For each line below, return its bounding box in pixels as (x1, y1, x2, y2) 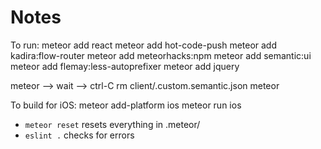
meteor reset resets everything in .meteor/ (24, 118, 201, 130)
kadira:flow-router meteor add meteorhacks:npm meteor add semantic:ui (10, 49, 312, 61)
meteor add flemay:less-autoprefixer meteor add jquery (10, 60, 240, 72)
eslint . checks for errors (24, 129, 135, 141)
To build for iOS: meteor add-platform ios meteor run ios (10, 99, 242, 111)
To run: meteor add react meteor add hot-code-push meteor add (10, 39, 278, 51)
